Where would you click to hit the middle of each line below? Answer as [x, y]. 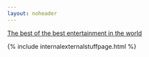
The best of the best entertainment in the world [74, 33]
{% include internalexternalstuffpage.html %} [72, 46]
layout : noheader [32, 13]
